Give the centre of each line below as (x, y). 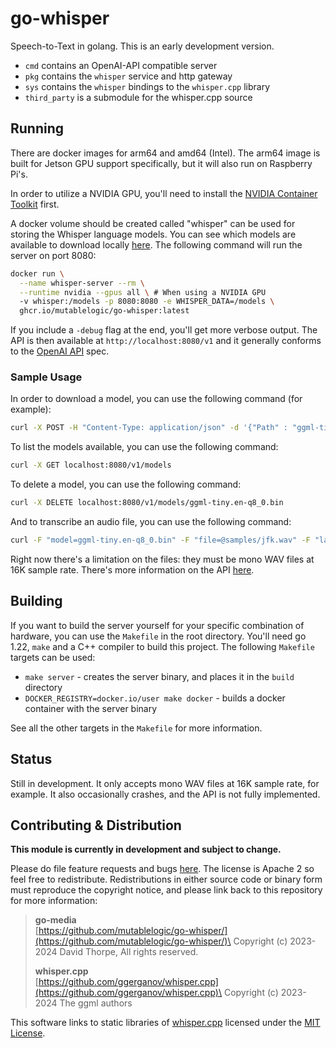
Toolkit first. (35, 204)
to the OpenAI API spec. (60, 351)
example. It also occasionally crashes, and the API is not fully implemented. (165, 794)
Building (36, 601)
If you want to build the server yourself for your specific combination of (157, 625)
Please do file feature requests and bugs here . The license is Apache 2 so (162, 869)
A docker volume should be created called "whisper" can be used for (153, 223)
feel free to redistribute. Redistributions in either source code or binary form (166, 879)
